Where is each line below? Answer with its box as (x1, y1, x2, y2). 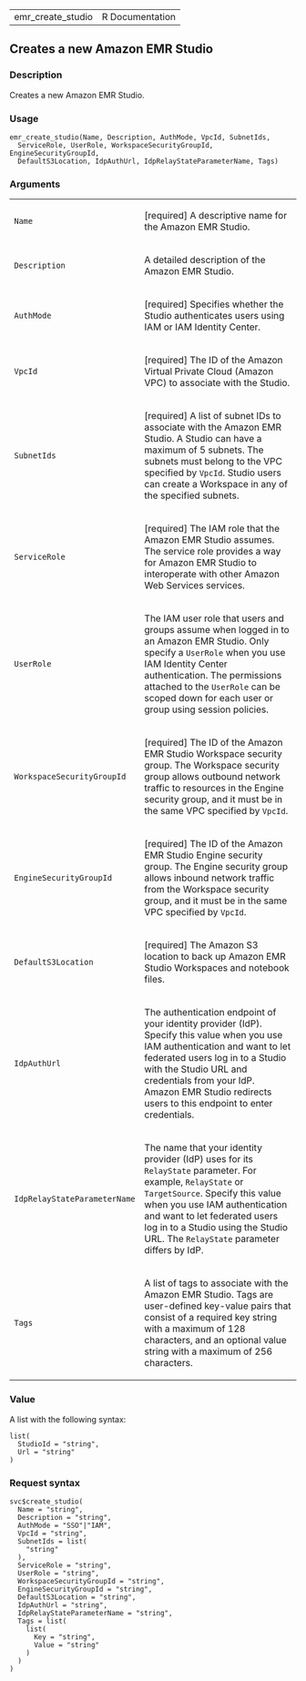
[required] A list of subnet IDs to (144, 410, 281, 423)
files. (144, 973, 166, 986)
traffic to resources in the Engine (144, 782, 284, 795)
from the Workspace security (144, 883, 270, 896)
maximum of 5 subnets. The (144, 443, 264, 456)
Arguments (9, 178, 61, 190)
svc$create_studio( (9, 1497, 84, 1506)
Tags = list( (17, 1616, 67, 1625)
